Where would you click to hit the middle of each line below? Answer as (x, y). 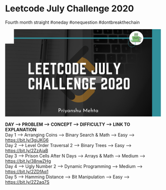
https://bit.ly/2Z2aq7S (27, 182)
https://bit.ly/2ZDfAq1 (27, 172)
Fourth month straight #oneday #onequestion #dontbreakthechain (72, 22)
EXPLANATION (21, 130)
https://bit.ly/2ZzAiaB (27, 151)
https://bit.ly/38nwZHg (28, 161)
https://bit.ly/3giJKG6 (27, 140)
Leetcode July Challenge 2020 (70, 9)
